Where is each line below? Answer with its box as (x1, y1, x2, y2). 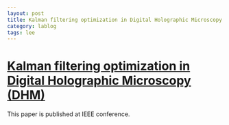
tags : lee (7, 29, 36, 36)
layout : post (7, 10, 45, 17)
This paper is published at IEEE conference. (7, 110, 130, 118)
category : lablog (7, 23, 57, 29)
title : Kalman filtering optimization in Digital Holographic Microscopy (7, 16, 223, 23)
